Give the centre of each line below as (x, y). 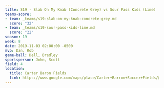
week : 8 (13, 42)
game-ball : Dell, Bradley (31, 55)
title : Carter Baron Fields (38, 73)
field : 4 (14, 64)
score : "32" (22, 23)
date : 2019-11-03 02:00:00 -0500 (39, 46)
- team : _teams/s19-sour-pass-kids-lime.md (50, 28)
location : (15, 69)
